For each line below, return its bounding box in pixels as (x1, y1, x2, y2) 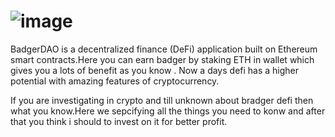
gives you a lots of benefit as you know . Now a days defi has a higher (10, 64, 300, 76)
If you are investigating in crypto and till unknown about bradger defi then (10, 94, 314, 106)
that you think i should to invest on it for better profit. (10, 115, 228, 127)
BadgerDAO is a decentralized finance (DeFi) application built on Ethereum (10, 43, 318, 55)
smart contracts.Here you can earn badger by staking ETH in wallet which (10, 53, 315, 65)
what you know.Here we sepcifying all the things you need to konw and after (10, 105, 326, 117)
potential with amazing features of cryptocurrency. (10, 75, 220, 87)
